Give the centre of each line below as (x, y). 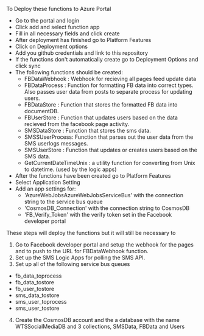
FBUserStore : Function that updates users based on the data (101, 117)
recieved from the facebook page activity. (77, 124)
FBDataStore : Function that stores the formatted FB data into (101, 105)
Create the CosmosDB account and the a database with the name (97, 320)
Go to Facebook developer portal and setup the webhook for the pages (104, 245)
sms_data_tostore (37, 295)
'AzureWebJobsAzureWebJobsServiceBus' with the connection (104, 195)
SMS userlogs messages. (56, 143)
